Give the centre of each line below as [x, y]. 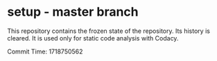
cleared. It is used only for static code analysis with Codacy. [93, 38]
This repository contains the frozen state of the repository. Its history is [108, 31]
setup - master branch [73, 12]
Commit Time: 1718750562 [45, 51]
